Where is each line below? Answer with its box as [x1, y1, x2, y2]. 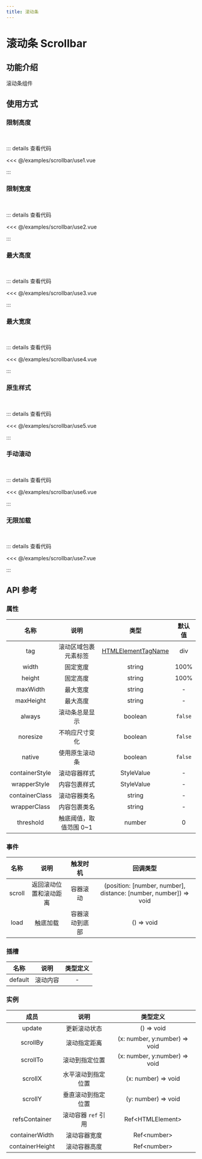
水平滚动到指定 [63, 1070, 105, 1078]
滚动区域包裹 [58, 642, 95, 651]
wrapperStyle [11, 780, 50, 788]
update [22, 1024, 42, 1032]
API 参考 [6, 585, 38, 596]
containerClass [9, 791, 52, 799]
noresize [18, 732, 43, 741]
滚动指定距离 [66, 1039, 102, 1047]
